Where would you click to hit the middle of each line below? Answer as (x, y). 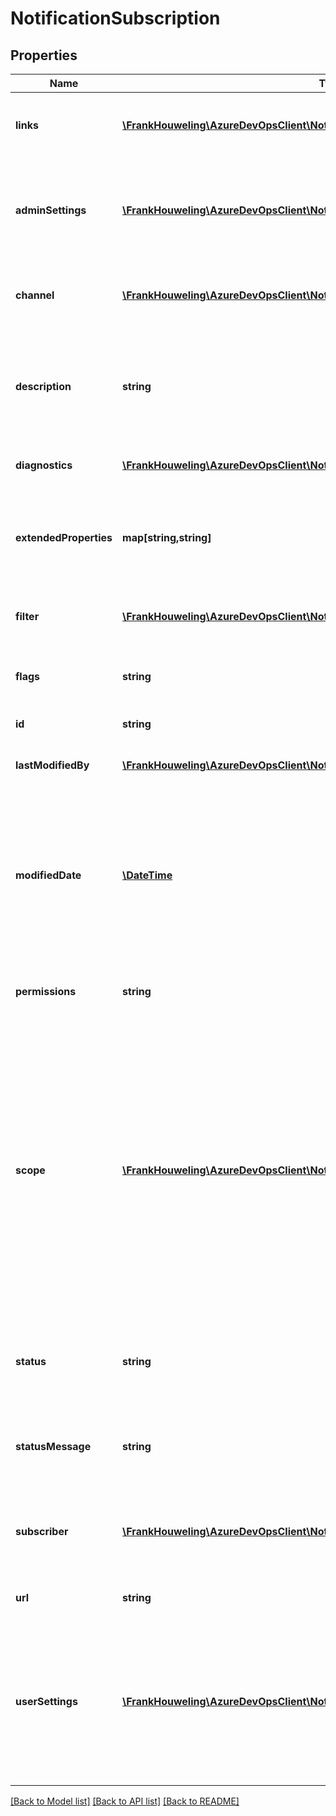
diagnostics (44, 465)
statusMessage (53, 1446)
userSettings (46, 1701)
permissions (46, 991)
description (43, 386)
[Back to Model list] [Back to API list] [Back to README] (125, 1801)
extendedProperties (64, 537)
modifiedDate (48, 875)
